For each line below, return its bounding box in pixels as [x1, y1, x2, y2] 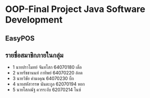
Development [5, 14, 63, 25]
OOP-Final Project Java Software [5, 3, 145, 15]
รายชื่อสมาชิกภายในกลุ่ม [5, 51, 64, 59]
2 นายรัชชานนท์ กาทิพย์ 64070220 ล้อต [12, 70, 83, 76]
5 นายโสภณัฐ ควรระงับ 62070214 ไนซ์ [12, 86, 82, 93]
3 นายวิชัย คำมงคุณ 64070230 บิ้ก [12, 75, 74, 81]
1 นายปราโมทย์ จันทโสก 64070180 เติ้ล [12, 64, 82, 70]
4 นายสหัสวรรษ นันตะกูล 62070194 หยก [12, 81, 85, 87]
